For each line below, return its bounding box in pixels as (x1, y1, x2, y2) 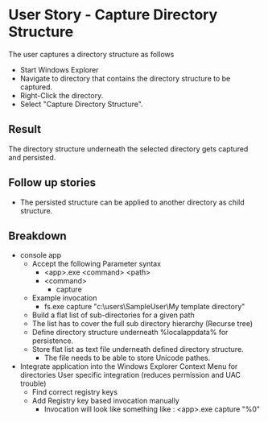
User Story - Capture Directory (8, 6, 218, 24)
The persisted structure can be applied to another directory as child (19, 197, 245, 207)
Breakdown (8, 229, 67, 242)
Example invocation (31, 293, 97, 303)
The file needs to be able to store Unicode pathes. (43, 353, 211, 363)
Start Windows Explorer (19, 64, 99, 74)
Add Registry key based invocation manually (31, 396, 179, 406)
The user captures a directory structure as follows (8, 49, 175, 59)
